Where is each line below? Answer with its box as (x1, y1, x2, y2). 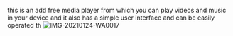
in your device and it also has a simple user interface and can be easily (7, 13, 215, 22)
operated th (7, 21, 42, 29)
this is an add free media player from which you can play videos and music (7, 6, 227, 14)
